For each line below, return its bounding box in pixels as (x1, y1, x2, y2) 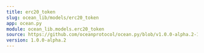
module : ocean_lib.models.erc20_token (6, 26, 104, 32)
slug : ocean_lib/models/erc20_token (6, 15, 99, 21)
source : (6, 32, 26, 38)
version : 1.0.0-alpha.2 (6, 37, 67, 43)
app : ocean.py (6, 20, 42, 26)
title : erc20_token (6, 9, 56, 15)
